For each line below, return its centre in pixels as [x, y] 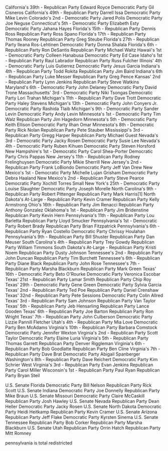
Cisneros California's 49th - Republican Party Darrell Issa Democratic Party [83, 13]
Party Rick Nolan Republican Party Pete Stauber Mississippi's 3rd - [74, 130]
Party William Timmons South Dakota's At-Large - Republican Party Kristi [81, 247]
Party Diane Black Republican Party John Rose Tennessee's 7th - [72, 263]
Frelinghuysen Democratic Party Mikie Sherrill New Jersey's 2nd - [73, 162]
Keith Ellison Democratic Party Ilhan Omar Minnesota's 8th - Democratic [80, 125]
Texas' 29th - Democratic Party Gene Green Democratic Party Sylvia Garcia [83, 285]
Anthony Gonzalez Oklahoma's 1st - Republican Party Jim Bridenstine [77, 210]
